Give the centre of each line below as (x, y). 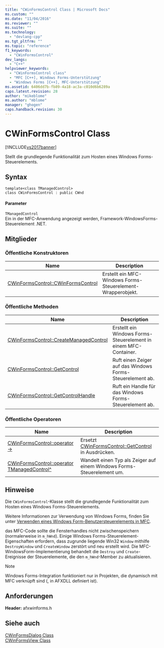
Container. (124, 352)
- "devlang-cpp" (26, 37)
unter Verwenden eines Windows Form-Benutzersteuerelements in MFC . (78, 521)
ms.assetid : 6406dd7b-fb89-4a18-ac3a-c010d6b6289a (58, 87)
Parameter (16, 204)
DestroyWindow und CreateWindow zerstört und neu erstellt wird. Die (72, 546)
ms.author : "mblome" (26, 101)
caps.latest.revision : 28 (31, 91)
